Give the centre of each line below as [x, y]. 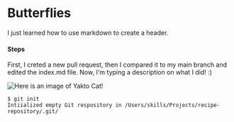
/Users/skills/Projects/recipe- [172, 105]
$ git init [23, 99]
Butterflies [39, 13]
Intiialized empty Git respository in [65, 105]
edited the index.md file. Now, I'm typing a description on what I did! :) [110, 72]
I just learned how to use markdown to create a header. [88, 33]
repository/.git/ [33, 111]
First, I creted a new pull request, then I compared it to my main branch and [117, 65]
